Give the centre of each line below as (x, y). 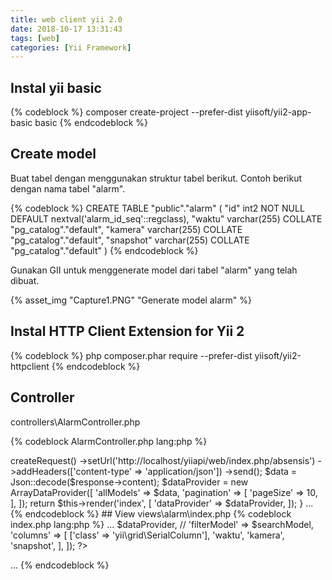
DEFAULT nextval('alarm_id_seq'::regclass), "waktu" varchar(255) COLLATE (166, 218)
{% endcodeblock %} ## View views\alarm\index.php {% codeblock (151, 513)
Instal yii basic (56, 87)
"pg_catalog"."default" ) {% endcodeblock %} (104, 250)
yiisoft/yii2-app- (278, 112)
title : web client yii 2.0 (66, 19)
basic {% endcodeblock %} (91, 123)
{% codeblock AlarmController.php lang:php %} (109, 441)
